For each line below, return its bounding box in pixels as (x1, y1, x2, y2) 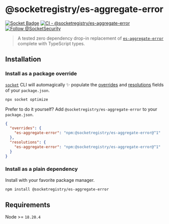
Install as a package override (5, 70, 77, 77)
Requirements (5, 201, 50, 209)
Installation (5, 55, 41, 64)
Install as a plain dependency (5, 166, 78, 173)
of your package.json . (5, 87, 50, 93)
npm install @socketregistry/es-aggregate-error (5, 187, 109, 192)
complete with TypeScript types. (17, 40, 86, 46)
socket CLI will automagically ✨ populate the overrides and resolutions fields (5, 81, 164, 87)
